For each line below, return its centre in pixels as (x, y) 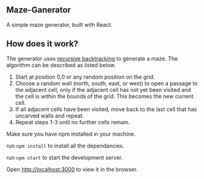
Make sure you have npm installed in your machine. (71, 134)
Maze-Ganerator (39, 10)
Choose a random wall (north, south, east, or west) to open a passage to (106, 83)
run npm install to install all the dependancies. (65, 146)
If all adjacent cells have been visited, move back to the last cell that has (106, 109)
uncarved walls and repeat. (49, 116)
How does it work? (42, 44)
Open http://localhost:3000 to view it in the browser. (72, 169)
